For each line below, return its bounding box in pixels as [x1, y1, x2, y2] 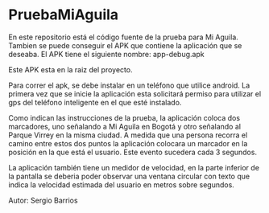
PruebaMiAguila [8, 6, 119, 24]
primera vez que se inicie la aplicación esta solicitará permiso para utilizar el [8, 88, 262, 98]
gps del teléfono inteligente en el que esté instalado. [8, 97, 182, 107]
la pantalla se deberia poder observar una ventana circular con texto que [8, 171, 250, 181]
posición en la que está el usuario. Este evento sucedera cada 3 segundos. [8, 147, 258, 157]
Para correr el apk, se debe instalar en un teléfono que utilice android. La [8, 80, 250, 90]
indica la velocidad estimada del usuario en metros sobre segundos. [8, 179, 235, 190]
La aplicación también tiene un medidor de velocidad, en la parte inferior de [8, 162, 260, 172]
